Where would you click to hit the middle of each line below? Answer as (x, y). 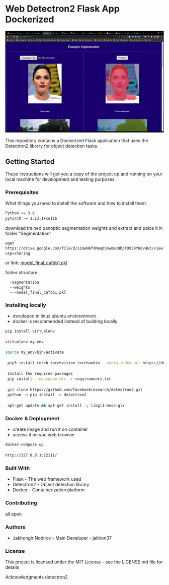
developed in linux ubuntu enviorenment (54, 316)
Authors (16, 527)
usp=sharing (18, 253)
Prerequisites (22, 192)
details (12, 567)
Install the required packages (40, 373)
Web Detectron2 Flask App (62, 9)
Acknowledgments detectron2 (36, 577)
